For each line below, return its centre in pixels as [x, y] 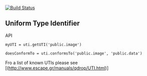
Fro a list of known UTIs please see [41, 62]
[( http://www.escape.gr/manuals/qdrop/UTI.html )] [57, 68]
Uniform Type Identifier [43, 23]
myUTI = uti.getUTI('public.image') [43, 44]
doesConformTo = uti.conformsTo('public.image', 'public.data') [74, 53]
